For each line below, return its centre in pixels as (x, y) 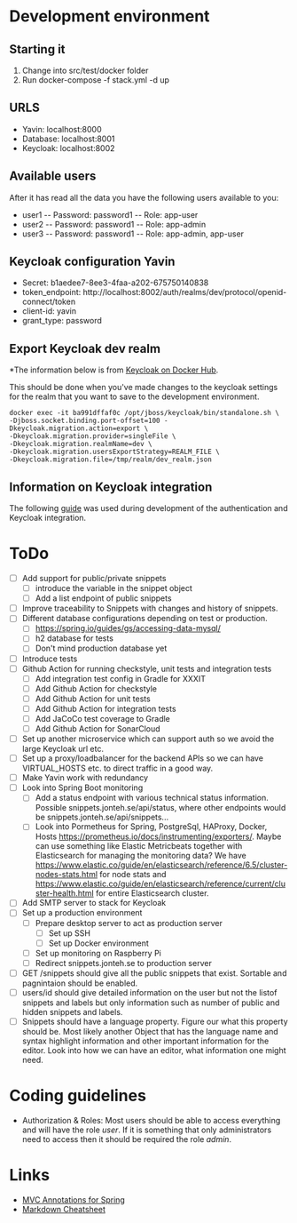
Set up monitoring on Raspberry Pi (98, 953)
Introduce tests (50, 659)
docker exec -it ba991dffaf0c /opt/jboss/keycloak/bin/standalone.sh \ (144, 413)
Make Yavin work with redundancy (85, 778)
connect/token (49, 302)
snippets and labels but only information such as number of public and (151, 1003)
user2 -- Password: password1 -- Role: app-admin (114, 224)
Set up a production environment (82, 913)
